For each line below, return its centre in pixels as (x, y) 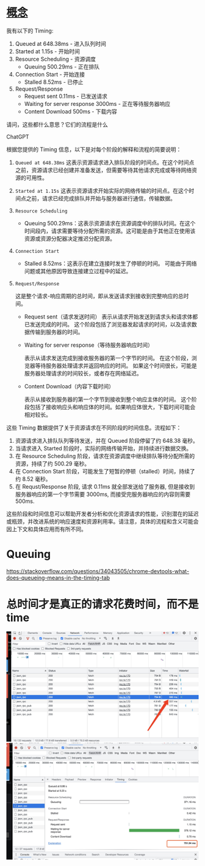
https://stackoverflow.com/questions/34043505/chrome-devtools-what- (98, 571)
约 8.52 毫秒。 (33, 479)
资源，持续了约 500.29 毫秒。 (52, 464)
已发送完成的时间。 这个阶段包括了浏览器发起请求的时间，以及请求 (108, 324)
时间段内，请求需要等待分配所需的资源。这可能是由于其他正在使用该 (110, 231)
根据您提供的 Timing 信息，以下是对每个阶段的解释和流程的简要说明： (94, 149)
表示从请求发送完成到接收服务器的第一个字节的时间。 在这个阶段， (108, 358)
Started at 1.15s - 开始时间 (48, 51)
